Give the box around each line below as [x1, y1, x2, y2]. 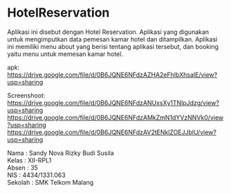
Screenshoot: [7, 91, 46, 100]
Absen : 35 [7, 163, 38, 172]
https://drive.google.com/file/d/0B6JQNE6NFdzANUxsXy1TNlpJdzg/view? [7, 98, 220, 107]
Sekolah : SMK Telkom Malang [7, 178, 94, 186]
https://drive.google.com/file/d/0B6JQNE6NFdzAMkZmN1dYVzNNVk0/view [7, 113, 224, 122]
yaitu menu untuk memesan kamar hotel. [7, 50, 123, 58]
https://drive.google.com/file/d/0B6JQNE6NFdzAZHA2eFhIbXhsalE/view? [7, 71, 218, 79]
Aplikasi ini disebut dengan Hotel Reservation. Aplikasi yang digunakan [7, 28, 210, 36]
